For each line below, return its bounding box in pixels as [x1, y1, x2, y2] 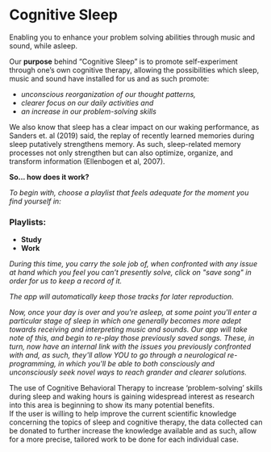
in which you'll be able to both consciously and [58, 359, 215, 369]
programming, [9, 359, 57, 369]
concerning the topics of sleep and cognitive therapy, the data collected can [9, 417, 263, 427]
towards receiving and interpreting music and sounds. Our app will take [9, 324, 248, 334]
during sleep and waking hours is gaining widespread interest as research [9, 391, 255, 401]
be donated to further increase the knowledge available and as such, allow [9, 426, 257, 436]
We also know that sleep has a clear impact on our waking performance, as [9, 122, 260, 132]
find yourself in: [9, 196, 61, 206]
